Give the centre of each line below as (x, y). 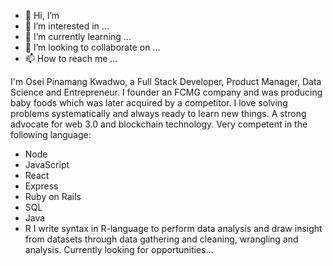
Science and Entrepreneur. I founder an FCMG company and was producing (166, 92)
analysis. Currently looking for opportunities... (119, 249)
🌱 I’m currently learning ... (78, 36)
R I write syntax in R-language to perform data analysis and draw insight (173, 228)
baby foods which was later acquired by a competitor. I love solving (149, 103)
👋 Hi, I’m (42, 15)
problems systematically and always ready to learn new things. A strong (158, 113)
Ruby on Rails (53, 196)
